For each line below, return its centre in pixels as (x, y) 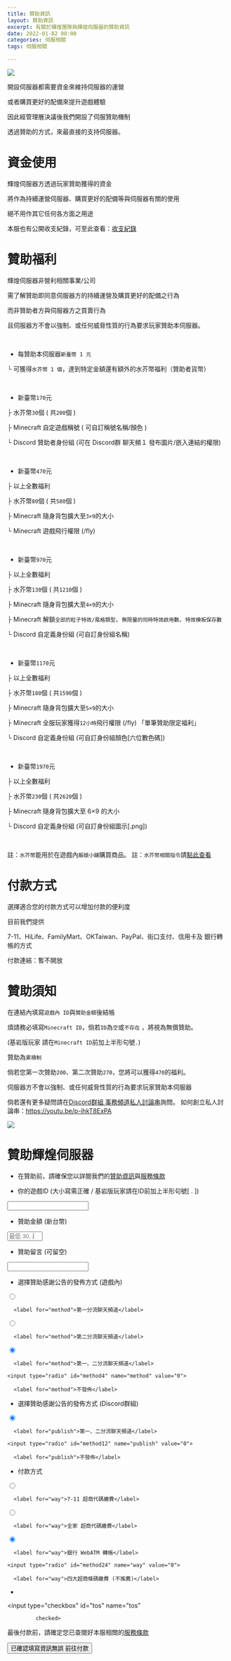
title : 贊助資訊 (29, 14)
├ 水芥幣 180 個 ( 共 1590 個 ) (45, 692)
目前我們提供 (26, 921)
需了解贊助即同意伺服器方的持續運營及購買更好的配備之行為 (93, 295)
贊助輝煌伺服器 (51, 1155)
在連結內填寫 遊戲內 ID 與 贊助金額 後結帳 (61, 1012)
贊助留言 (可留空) (42, 1251)
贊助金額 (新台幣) (42, 1221)
